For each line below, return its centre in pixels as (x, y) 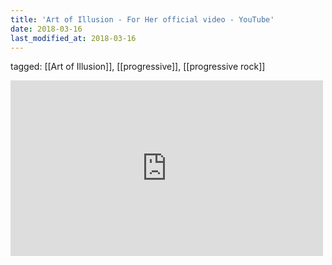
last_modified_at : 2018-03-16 (73, 38)
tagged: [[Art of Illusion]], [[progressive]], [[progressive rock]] (138, 67)
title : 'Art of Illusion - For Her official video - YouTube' (142, 19)
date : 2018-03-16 (46, 29)
